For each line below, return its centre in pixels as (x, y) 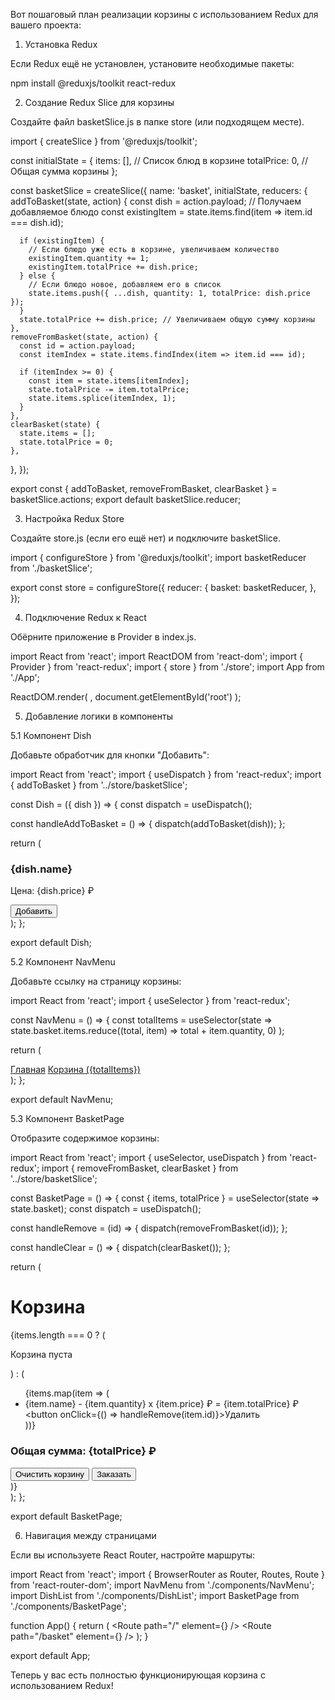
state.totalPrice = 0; (66, 442)
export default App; (50, 1655)
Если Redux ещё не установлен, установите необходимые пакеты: (152, 63)
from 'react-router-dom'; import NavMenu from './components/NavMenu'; (162, 1585)
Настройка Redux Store (74, 518)
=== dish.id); (37, 222)
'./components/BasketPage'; (68, 1606)
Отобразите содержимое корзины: (85, 1138)
